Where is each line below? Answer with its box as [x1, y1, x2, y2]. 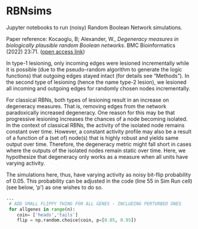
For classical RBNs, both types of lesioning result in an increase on [6, 96, 170, 103]
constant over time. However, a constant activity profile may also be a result [6, 128, 191, 135]
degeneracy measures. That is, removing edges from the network [6, 102, 167, 109]
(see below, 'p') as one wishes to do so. [6, 183, 103, 191]
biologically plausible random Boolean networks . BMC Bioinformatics [6, 42, 176, 49]
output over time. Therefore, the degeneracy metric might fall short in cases [6, 140, 191, 148]
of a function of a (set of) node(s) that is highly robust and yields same [6, 134, 179, 141]
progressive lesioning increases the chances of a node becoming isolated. [6, 115, 188, 123]
